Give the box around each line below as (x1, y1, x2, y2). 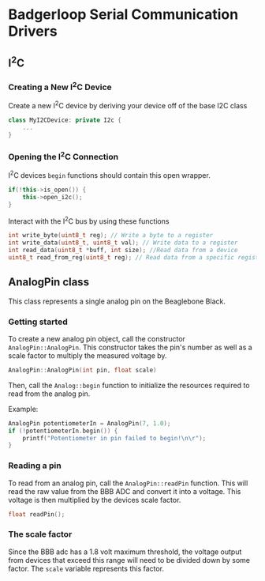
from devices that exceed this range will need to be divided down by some (8, 555, 251, 564)
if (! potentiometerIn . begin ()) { (8, 427, 118, 435)
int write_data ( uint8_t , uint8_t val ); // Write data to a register (8, 239, 238, 247)
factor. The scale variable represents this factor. (8, 564, 164, 573)
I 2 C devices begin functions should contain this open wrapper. (8, 169, 211, 180)
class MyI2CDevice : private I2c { (8, 116, 122, 124)
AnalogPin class (8, 275, 89, 289)
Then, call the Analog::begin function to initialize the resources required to (8, 380, 250, 390)
